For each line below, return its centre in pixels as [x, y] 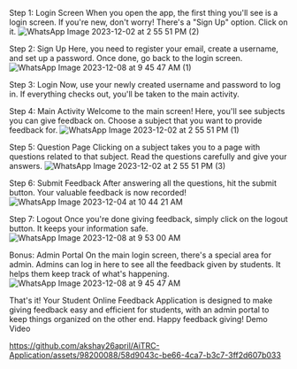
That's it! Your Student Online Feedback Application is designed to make [141, 300]
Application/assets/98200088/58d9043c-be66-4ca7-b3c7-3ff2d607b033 [145, 355]
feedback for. [34, 130]
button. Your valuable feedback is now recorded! [98, 192]
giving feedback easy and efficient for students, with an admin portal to [139, 310]
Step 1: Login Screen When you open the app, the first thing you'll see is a [144, 13]
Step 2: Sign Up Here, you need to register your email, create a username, [144, 49]
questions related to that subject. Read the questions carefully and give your [148, 157]
